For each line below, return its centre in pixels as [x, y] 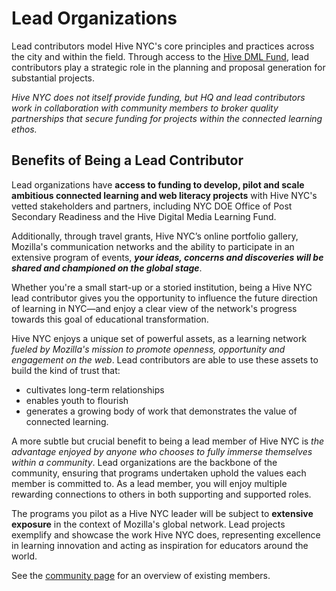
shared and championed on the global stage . [107, 268]
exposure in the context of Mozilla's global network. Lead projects [148, 524]
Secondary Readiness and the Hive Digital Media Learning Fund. [144, 216]
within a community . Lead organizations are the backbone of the [144, 462]
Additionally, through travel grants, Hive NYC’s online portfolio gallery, [155, 236]
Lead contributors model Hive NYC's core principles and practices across [163, 46]
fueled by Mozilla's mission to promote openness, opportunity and [148, 349]
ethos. [24, 129]
